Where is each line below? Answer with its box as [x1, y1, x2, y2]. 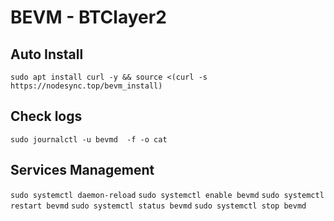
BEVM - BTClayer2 [10, 6, 167, 29]
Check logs [10, 108, 83, 125]
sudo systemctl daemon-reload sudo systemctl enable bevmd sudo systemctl [10, 190, 325, 200]
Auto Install [10, 46, 84, 63]
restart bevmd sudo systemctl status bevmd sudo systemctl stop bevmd [10, 201, 307, 211]
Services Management [10, 162, 155, 179]
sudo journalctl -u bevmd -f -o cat [10, 134, 168, 145]
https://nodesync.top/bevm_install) [10, 81, 163, 91]
